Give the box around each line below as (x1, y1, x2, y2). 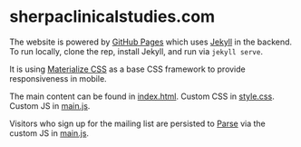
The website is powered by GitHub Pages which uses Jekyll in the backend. (9, 36, 293, 47)
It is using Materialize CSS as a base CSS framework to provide (9, 64, 247, 74)
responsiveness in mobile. (9, 73, 107, 83)
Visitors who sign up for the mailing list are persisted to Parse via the (9, 118, 266, 129)
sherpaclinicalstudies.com (9, 6, 216, 27)
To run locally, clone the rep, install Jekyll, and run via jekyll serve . (9, 45, 263, 56)
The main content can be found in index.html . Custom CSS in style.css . (9, 91, 275, 102)
